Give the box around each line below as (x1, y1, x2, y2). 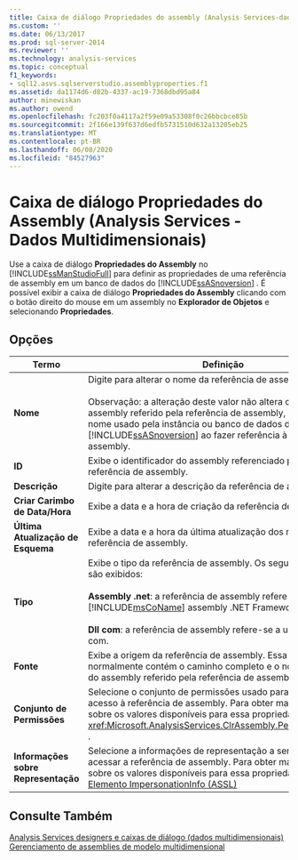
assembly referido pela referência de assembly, (87, 406, 286, 419)
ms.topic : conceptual (9, 63, 90, 72)
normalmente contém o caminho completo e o (87, 660, 280, 672)
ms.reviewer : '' (9, 46, 69, 55)
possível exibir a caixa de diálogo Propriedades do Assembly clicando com (9, 287, 286, 298)
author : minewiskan (9, 95, 82, 105)
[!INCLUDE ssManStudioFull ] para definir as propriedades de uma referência (9, 269, 286, 279)
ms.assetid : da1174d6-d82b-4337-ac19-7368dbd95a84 (9, 87, 200, 96)
